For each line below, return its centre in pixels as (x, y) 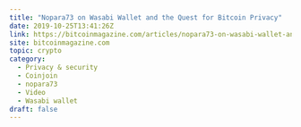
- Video (32, 92)
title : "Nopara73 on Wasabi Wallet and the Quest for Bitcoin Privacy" (146, 17)
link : (19, 34)
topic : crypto (36, 51)
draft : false (34, 109)
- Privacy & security (58, 68)
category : (28, 59)
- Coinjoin (38, 76)
